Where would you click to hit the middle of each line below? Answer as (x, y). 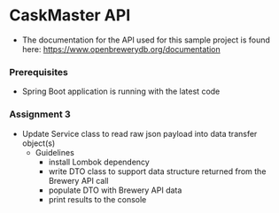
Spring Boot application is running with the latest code (121, 91)
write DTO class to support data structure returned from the (157, 171)
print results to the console (97, 199)
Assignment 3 (40, 114)
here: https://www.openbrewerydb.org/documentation (121, 49)
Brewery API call (78, 180)
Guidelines (55, 152)
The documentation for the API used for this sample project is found (146, 40)
